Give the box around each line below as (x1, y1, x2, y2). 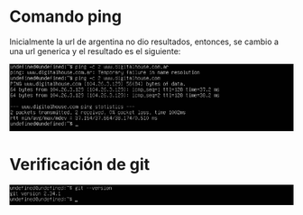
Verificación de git (9, 154, 151, 174)
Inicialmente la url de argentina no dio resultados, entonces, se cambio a (9, 36, 280, 47)
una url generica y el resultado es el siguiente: (9, 45, 181, 56)
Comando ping (9, 6, 122, 27)
